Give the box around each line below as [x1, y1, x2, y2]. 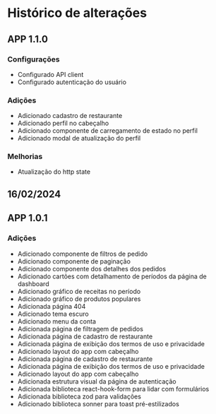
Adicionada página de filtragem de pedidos [17, 324, 143, 333]
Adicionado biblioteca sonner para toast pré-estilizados [17, 399, 180, 408]
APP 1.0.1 [7, 212, 48, 224]
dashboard [17, 279, 49, 288]
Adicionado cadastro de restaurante [17, 112, 123, 120]
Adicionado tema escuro [17, 309, 90, 318]
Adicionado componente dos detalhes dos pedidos [17, 264, 167, 273]
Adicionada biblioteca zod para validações [17, 392, 141, 401]
